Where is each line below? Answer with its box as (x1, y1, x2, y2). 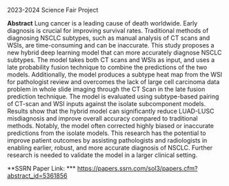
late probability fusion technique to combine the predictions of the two (7, 63, 208, 71)
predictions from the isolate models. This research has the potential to (7, 129, 206, 137)
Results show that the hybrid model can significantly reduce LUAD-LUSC (7, 107, 215, 115)
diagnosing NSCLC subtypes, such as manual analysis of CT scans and (7, 34, 210, 42)
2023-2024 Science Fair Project (7, 6, 99, 14)
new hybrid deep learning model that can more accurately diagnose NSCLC (7, 48, 222, 56)
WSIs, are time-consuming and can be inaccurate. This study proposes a (7, 41, 215, 49)
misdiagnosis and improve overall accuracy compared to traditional (7, 114, 198, 123)
